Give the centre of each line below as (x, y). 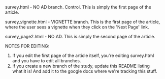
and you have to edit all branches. (47, 61)
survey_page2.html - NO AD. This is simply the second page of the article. (80, 37)
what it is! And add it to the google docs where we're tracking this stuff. (85, 71)
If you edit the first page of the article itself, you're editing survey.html (83, 55)
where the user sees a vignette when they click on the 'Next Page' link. (77, 27)
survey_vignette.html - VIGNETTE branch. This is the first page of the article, (82, 22)
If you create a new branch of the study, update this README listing (81, 66)
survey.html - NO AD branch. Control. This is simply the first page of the (78, 7)
